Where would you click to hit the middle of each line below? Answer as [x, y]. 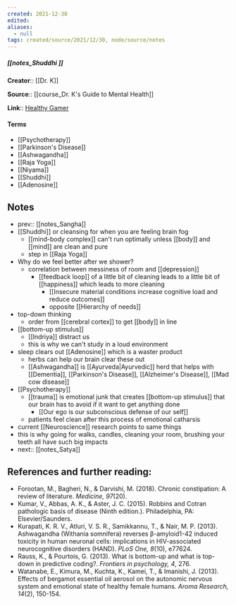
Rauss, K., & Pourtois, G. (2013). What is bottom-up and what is [109, 556]
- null [23, 34]
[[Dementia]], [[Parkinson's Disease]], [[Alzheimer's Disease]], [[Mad [128, 375]
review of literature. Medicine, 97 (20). [72, 496]
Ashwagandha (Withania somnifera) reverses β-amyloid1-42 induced [118, 534]
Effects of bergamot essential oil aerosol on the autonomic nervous [115, 578]
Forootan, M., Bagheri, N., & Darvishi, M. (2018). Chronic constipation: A [122, 488]
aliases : [20, 27]
